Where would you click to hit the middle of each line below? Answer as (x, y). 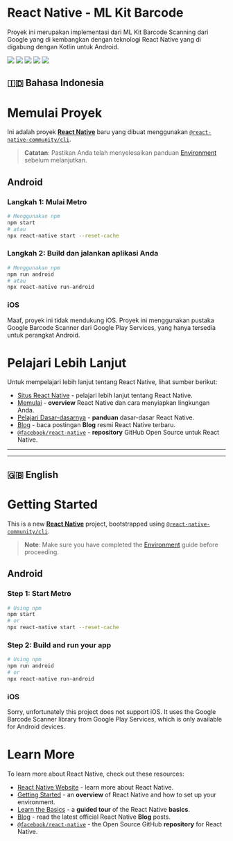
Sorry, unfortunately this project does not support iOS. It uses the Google (112, 712)
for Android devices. (36, 726)
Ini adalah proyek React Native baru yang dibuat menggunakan (98, 132)
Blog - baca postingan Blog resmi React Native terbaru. (96, 425)
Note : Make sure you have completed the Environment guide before (121, 544)
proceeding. (41, 552)
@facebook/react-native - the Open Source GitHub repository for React (120, 824)
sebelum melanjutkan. (56, 160)
